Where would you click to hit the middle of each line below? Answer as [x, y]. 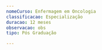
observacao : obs [26, 28]
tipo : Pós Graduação [32, 33]
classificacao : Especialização [45, 17]
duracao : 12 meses [29, 22]
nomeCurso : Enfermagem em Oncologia [51, 11]
